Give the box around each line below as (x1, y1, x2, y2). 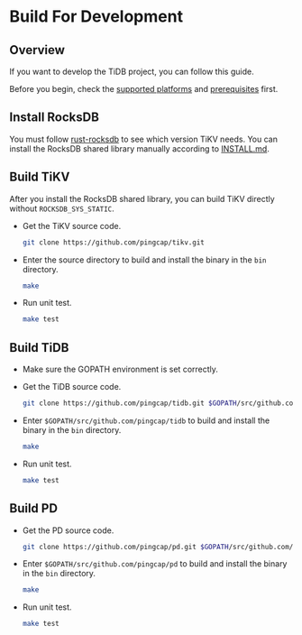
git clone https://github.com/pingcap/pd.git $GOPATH (22, 542, 229, 551)
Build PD (9, 501, 59, 516)
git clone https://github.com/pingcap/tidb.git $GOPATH (22, 399, 237, 408)
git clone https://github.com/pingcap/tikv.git (22, 237, 205, 247)
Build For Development (9, 6, 183, 27)
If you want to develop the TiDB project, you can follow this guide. (9, 66, 254, 77)
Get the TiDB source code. (22, 382, 122, 392)
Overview (9, 42, 66, 58)
